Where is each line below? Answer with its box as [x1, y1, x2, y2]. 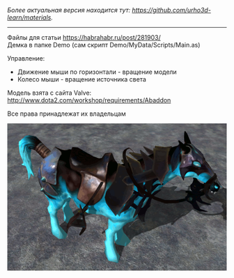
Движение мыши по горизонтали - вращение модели [17, 68, 178, 76]
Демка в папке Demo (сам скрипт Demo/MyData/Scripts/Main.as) [7, 41, 201, 49]
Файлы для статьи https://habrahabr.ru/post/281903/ [7, 33, 162, 41]
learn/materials [7, 13, 52, 22]
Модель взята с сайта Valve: [7, 88, 92, 97]
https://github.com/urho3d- [132, 6, 211, 14]
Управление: [7, 54, 45, 62]
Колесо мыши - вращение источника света [17, 75, 146, 83]
